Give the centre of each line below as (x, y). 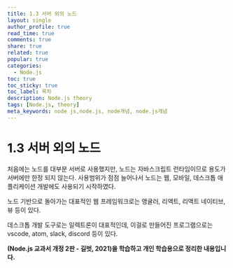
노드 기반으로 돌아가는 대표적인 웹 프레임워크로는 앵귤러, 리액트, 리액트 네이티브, (116, 201)
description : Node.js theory (50, 99)
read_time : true (31, 33)
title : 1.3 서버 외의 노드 (42, 14)
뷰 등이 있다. (24, 210)
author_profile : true (39, 27)
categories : (24, 66)
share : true (24, 46)
